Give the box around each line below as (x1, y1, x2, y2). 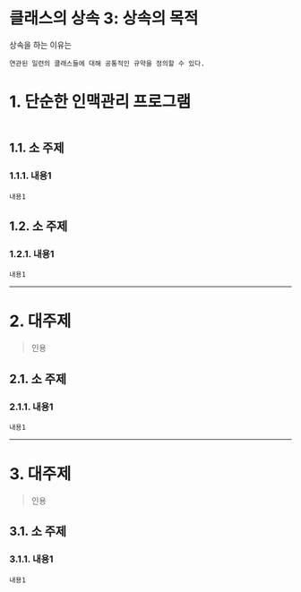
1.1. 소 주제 (9, 141, 64, 156)
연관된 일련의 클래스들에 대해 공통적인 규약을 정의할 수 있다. (9, 59, 205, 68)
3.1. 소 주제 (9, 524, 67, 539)
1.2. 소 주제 (9, 219, 68, 234)
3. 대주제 (9, 464, 72, 485)
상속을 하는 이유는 (9, 39, 72, 50)
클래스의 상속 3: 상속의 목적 (9, 8, 199, 29)
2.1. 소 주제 (9, 371, 67, 386)
